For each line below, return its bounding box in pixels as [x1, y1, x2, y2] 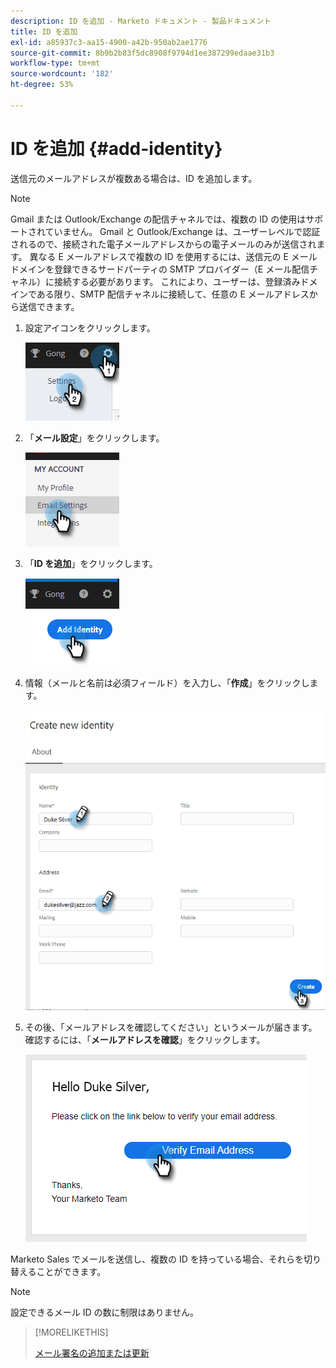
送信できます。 [18, 300, 80, 312]
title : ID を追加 [10, 26, 78, 37]
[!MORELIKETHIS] [34, 1326, 109, 1338]
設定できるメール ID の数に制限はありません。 [10, 1306, 200, 1318]
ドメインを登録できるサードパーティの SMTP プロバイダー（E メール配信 [10, 263, 310, 275]
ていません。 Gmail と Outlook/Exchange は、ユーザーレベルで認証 [44, 225, 321, 237]
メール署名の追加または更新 [34, 1346, 150, 1359]
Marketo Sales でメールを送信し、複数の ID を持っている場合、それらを [10, 1253, 305, 1265]
